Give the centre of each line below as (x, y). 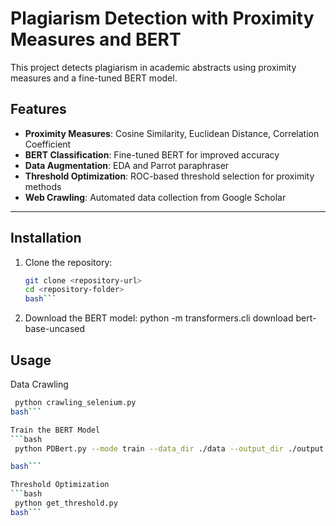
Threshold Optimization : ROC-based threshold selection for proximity (169, 176)
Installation (46, 238)
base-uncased (55, 329)
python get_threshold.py (66, 503)
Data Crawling (39, 384)
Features (38, 109)
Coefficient (48, 144)
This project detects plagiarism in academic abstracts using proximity (153, 67)
